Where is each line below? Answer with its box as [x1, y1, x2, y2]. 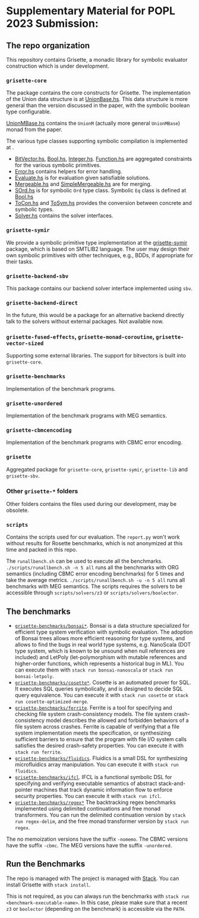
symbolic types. [14, 206, 54, 213]
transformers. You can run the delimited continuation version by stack [14, 812, 186, 819]
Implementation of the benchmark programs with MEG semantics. [6, 412, 168, 419]
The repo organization [6, 40, 90, 50]
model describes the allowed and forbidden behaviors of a [46, 717, 189, 724]
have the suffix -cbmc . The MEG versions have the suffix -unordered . [6, 842, 172, 849]
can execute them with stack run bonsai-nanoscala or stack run [14, 666, 173, 673]
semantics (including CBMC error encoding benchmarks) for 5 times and [6, 570, 184, 577]
